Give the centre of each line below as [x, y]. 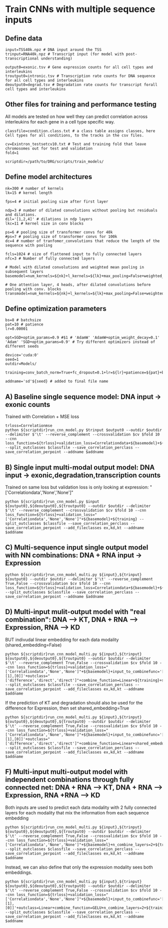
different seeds [22, 346]
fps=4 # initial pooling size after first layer [57, 201]
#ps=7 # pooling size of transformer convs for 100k [61, 236]
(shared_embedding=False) [33, 645]
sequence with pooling [29, 245]
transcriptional [22, 58]
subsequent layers [24, 271]
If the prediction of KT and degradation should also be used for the [74, 702]
